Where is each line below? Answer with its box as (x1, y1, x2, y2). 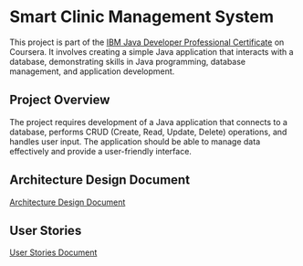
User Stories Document (9, 247, 98, 258)
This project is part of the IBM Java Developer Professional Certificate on (9, 37, 285, 48)
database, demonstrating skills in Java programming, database (9, 56, 246, 67)
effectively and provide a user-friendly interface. (9, 145, 192, 156)
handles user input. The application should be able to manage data (9, 135, 261, 147)
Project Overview (9, 92, 110, 108)
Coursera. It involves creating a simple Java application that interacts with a (9, 46, 294, 57)
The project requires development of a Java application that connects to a (9, 116, 287, 127)
